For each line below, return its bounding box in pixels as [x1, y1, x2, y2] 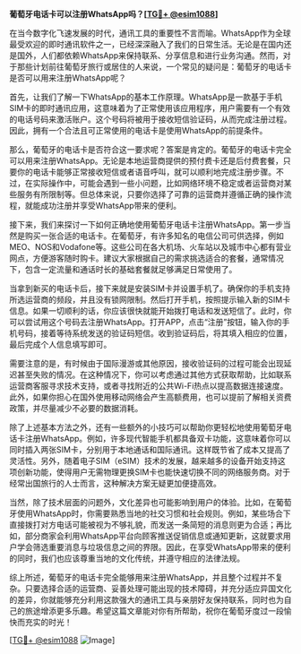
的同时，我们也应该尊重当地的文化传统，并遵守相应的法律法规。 [9, 553, 245, 564]
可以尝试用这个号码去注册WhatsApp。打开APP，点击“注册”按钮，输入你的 [9, 317, 282, 327]
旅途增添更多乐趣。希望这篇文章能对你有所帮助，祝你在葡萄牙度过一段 [24, 606, 284, 616]
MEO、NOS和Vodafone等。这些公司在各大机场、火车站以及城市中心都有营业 [9, 242, 292, 252]
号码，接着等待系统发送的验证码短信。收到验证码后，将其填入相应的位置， [16, 328, 292, 339]
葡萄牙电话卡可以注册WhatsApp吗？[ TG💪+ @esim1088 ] [9, 9, 219, 19]
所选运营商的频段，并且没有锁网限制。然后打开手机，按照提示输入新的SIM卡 [9, 295, 291, 305]
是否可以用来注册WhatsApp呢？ [9, 73, 127, 83]
